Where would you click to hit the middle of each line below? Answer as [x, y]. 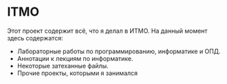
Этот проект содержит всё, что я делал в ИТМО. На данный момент [107, 31]
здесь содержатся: [35, 38]
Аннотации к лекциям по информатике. [75, 58]
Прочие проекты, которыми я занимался [77, 73]
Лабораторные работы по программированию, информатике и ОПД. [119, 51]
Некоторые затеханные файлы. [63, 66]
